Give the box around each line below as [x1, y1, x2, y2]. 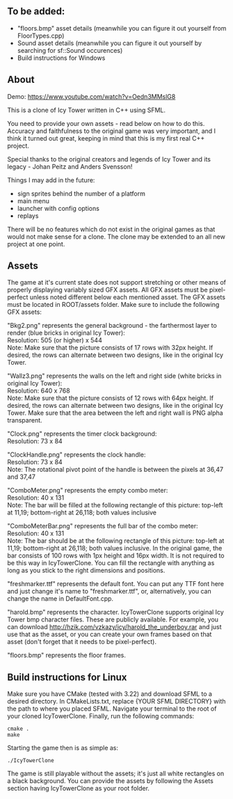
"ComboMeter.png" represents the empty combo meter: [7, 486, 168, 495]
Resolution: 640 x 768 [7, 386, 71, 395]
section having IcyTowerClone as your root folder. [7, 784, 150, 793]
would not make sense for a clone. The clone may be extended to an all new [7, 232, 226, 241]
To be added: [7, 6, 65, 17]
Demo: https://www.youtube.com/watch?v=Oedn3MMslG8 [7, 92, 176, 100]
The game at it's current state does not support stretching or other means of [7, 278, 227, 287]
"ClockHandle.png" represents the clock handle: [7, 450, 146, 459]
